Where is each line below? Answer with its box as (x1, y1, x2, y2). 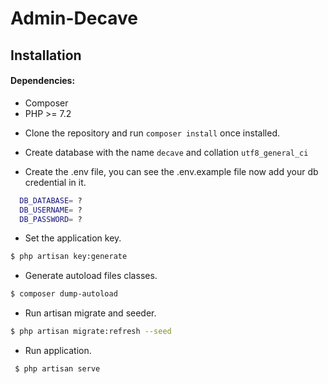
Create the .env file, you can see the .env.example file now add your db (24, 165, 319, 177)
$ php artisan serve (14, 364, 101, 374)
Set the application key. (24, 232, 122, 244)
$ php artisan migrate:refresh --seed (10, 327, 172, 337)
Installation (10, 47, 82, 64)
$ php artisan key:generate (10, 252, 128, 262)
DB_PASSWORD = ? (19, 214, 83, 224)
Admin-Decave (10, 7, 138, 30)
